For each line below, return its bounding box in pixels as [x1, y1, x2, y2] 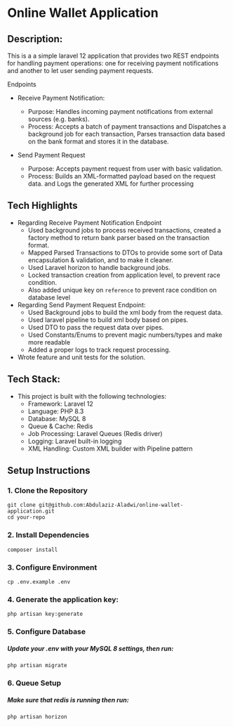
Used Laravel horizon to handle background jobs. [27, 263, 171, 271]
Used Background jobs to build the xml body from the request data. [27, 308, 223, 316]
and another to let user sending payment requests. [7, 67, 154, 75]
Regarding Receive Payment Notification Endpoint [17, 218, 162, 226]
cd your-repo [7, 514, 46, 521]
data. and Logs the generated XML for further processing [27, 179, 194, 188]
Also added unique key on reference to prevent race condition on [27, 285, 217, 294]
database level [27, 293, 71, 302]
